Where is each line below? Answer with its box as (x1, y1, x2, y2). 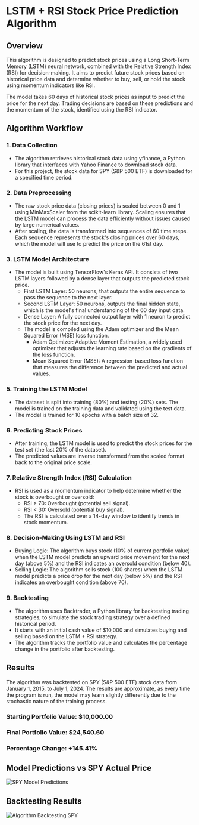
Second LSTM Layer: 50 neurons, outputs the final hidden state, (23, 300, 181, 308)
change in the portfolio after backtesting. (14, 645, 115, 653)
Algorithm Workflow (6, 123, 83, 134)
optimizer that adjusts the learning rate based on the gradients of (32, 345, 192, 352)
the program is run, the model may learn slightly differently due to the (6, 691, 176, 699)
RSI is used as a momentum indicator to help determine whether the (14, 487, 181, 495)
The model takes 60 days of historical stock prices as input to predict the (6, 94, 185, 100)
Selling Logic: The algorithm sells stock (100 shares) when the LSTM (14, 566, 183, 573)
